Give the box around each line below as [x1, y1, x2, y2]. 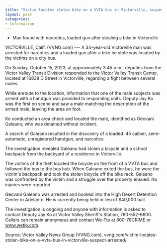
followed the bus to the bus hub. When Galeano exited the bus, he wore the [5, 166, 160, 172]
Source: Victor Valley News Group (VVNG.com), [5, 232, 103, 238]
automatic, [5, 136, 27, 142]
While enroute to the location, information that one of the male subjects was [5, 90, 161, 96]
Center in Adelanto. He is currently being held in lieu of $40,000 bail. [5, 197, 146, 203]
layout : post [5, 12, 32, 17]
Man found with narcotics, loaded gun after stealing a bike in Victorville [12, 35, 158, 41]
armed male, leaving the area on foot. [5, 106, 82, 112]
